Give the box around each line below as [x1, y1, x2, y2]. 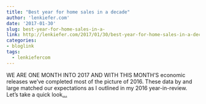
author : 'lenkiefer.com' [6, 15, 70, 21]
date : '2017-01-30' [6, 20, 56, 26]
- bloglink [6, 43, 34, 50]
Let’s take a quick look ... [6, 91, 67, 98]
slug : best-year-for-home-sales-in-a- [6, 26, 105, 32]
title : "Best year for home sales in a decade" [6, 9, 131, 15]
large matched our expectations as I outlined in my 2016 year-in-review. [6, 84, 188, 92]
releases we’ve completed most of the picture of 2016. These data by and [6, 78, 193, 85]
